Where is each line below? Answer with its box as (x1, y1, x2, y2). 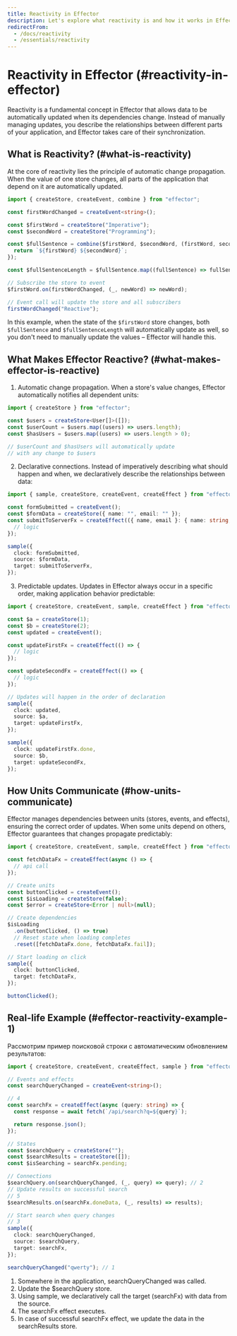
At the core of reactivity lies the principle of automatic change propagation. (7, 167, 226, 175)
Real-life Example (7, 1012, 87, 1024)
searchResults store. (17, 1322, 78, 1330)
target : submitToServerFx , (13, 562, 93, 569)
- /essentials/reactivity (13, 37, 90, 44)
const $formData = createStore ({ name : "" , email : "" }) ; (7, 510, 181, 518)
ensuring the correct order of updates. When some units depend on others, (7, 822, 226, 831)
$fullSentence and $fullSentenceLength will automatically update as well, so (7, 326, 229, 334)
